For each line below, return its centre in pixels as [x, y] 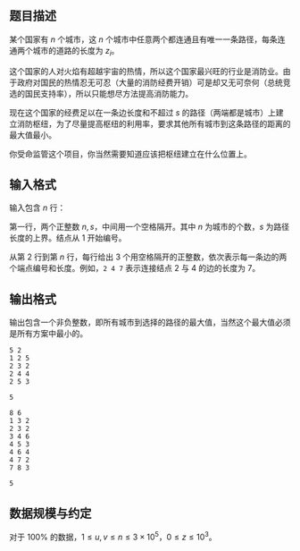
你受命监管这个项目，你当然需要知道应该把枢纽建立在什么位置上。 [130, 154]
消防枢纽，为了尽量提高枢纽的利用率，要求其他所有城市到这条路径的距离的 [154, 123]
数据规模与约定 [50, 513]
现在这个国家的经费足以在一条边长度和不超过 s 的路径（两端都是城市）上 [143, 112]
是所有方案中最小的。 [48, 334]
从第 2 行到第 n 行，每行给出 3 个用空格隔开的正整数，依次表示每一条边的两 [148, 257]
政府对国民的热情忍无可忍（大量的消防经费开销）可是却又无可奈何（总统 [150, 82]
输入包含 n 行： [37, 208]
